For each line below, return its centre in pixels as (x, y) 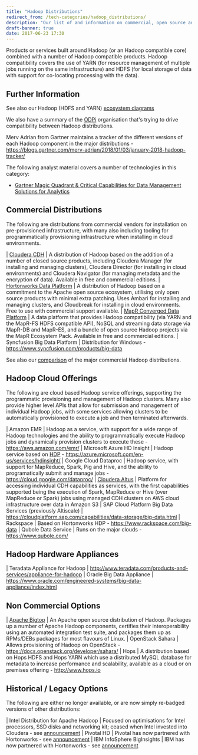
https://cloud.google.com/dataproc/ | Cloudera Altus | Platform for (86, 479)
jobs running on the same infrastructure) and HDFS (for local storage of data (99, 69)
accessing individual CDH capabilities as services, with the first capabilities (98, 485)
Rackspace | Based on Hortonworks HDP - (58, 523)
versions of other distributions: (43, 709)
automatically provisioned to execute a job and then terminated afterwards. (97, 418)
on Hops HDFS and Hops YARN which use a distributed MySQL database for (99, 658)
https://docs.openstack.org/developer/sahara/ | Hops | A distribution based (98, 651)
